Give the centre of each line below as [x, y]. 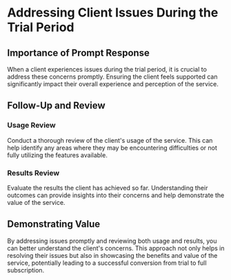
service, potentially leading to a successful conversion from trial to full [107, 263]
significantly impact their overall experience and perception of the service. [113, 84]
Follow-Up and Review [56, 106]
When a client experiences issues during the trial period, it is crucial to [107, 69]
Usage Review [32, 126]
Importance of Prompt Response [79, 53]
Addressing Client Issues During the [113, 13]
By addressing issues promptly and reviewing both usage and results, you [112, 241]
